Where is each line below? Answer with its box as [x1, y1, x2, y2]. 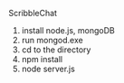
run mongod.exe [21, 35, 83, 45]
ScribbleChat [8, 8, 58, 18]
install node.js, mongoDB [21, 25, 115, 35]
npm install [21, 54, 63, 64]
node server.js [21, 63, 76, 74]
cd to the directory [21, 44, 91, 55]
